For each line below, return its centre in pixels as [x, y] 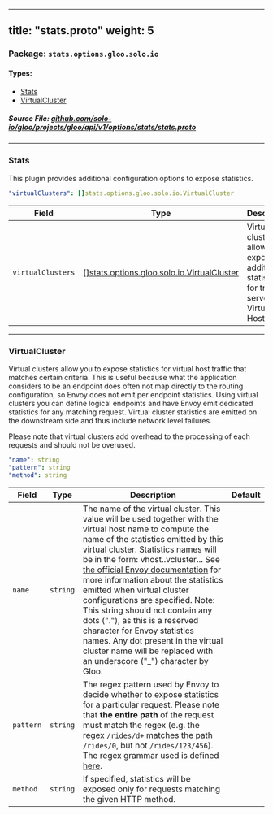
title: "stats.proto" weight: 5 [81, 30]
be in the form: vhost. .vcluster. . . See [152, 559]
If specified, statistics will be [136, 778]
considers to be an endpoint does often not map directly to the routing [126, 386]
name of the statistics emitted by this [153, 539]
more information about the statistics [153, 579]
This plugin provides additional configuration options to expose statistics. [131, 178]
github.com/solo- [81, 119]
